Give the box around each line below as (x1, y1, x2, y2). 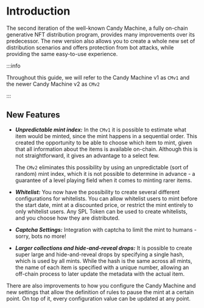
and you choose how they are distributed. (15, 214, 120, 222)
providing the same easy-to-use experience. (6, 50, 118, 57)
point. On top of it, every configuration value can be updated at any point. (6, 295, 191, 302)
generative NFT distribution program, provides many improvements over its (6, 30, 195, 38)
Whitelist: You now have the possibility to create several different (15, 188, 180, 195)
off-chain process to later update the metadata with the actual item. (15, 270, 185, 278)
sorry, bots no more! (15, 233, 67, 240)
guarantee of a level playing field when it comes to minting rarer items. (15, 177, 192, 184)
